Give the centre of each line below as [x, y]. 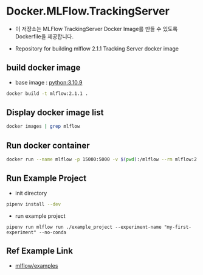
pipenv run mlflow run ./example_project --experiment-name [84, 227]
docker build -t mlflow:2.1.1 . [47, 93]
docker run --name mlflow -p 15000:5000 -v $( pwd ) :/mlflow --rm [89, 159]
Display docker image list [55, 113]
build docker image [43, 68]
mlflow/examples [36, 265]
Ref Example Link [40, 251]
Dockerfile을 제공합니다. [44, 36]
